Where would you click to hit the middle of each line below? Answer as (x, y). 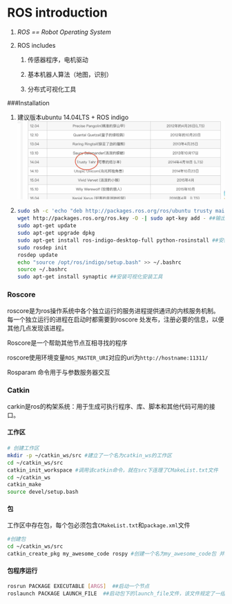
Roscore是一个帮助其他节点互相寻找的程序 (67, 343)
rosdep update (37, 255)
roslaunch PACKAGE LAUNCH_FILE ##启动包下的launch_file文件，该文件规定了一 (114, 594)
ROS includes (36, 45)
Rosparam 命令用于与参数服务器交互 (59, 372)
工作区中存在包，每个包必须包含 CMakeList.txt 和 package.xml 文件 (99, 525)
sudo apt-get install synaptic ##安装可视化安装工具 (90, 277)
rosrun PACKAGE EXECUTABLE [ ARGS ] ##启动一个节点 (78, 587)
